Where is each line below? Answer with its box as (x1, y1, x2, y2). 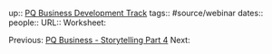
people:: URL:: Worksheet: (8, 17, 106, 28)
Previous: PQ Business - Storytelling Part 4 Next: (8, 35, 191, 45)
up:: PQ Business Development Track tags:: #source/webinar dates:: (8, 8, 264, 18)
